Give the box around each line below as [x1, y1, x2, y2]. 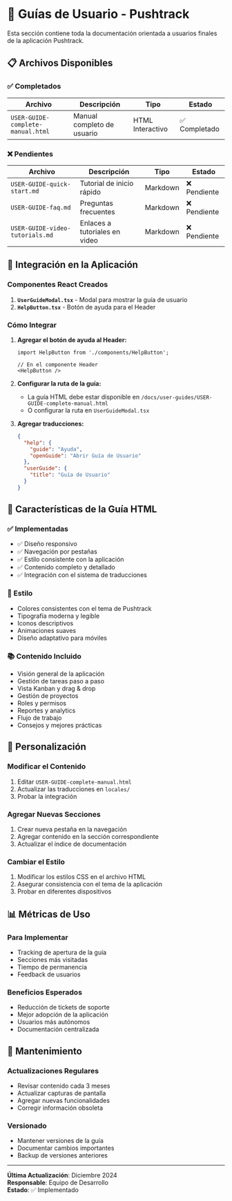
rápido [79, 187, 101, 196]
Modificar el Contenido [7, 762, 86, 771]
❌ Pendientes [7, 149, 54, 158]
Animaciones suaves [17, 626, 77, 634]
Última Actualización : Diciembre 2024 [7, 1171, 117, 1180]
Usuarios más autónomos [17, 1018, 90, 1026]
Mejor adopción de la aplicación [17, 1010, 109, 1019]
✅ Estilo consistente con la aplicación [17, 556, 124, 564]
